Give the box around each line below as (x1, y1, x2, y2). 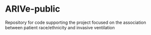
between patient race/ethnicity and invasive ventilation (5, 24, 115, 30)
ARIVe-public (5, 3, 60, 15)
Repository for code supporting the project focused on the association (5, 19, 146, 25)
